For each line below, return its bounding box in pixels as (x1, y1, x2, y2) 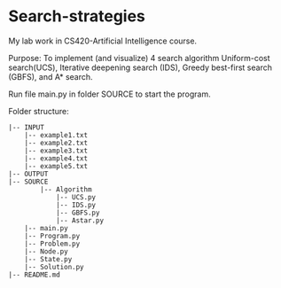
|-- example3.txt (24, 146, 89, 155)
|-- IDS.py (55, 200, 97, 209)
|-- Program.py (24, 231, 81, 240)
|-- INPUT (8, 122, 45, 132)
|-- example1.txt (24, 130, 89, 139)
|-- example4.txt (24, 153, 89, 163)
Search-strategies (8, 6, 145, 27)
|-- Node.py (24, 246, 68, 256)
